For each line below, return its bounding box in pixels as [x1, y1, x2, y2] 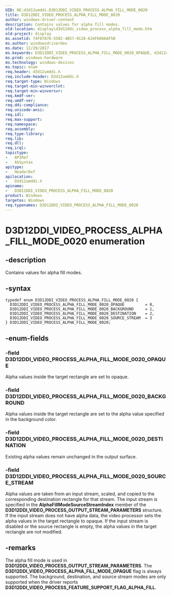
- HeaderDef [5, 169, 36, 174]
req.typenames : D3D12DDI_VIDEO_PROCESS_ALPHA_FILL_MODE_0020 [5, 203, 139, 208]
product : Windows [5, 193, 42, 198]
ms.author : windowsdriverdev [5, 41, 68, 46]
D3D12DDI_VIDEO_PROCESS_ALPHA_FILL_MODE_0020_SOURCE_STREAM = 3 [10, 316, 153, 321]
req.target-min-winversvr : [5, 88, 63, 94]
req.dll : [5, 141, 24, 146]
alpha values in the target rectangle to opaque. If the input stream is [5, 518, 148, 524]
